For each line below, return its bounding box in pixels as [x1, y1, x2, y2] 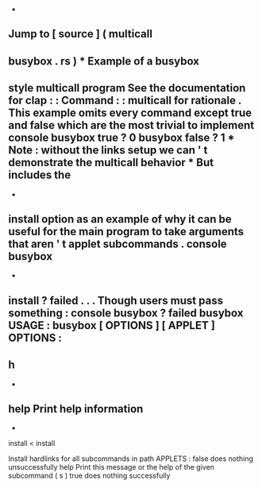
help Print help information [8, 402, 144, 416]
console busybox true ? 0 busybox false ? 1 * [8, 131, 235, 145]
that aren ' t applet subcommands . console [8, 237, 228, 250]
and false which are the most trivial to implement [8, 118, 255, 132]
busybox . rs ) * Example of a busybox [8, 54, 200, 68]
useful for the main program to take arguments [8, 224, 245, 238]
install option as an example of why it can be [8, 212, 232, 226]
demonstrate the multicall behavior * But [8, 156, 214, 169]
